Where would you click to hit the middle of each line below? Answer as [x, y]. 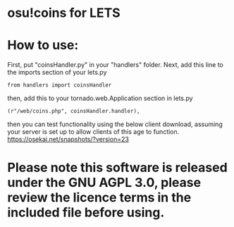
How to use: [43, 45]
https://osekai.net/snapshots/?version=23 [68, 140]
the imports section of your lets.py [57, 73]
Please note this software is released [117, 168]
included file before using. [86, 213]
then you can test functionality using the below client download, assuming [115, 124]
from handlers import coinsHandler [60, 85]
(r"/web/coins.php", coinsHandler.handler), [74, 111]
